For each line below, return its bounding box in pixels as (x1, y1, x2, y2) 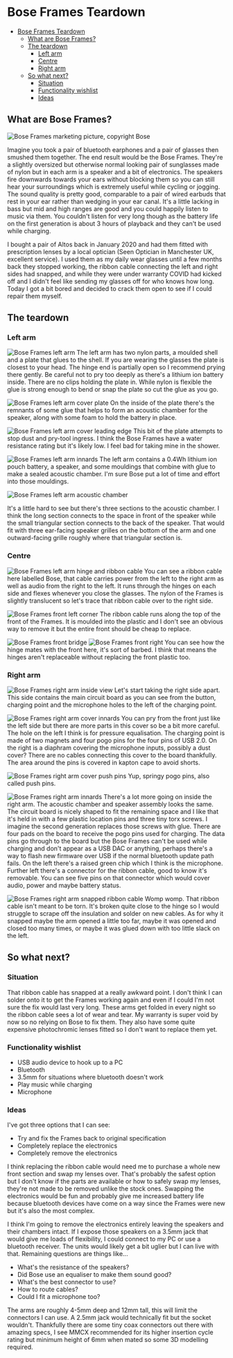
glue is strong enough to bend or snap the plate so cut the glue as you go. (7, 385, 218, 394)
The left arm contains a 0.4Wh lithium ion (99, 455, 217, 464)
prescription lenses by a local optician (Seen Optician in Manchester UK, (7, 247, 214, 255)
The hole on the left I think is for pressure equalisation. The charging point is (7, 729, 225, 737)
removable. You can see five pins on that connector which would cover (7, 874, 210, 882)
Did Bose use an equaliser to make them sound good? (17, 1271, 172, 1279)
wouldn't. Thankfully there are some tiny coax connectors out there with (7, 1321, 214, 1330)
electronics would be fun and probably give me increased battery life (7, 1192, 205, 1200)
